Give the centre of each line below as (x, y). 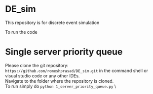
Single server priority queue (64, 52)
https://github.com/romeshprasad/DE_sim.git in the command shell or (76, 70)
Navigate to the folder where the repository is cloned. (59, 81)
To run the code (21, 32)
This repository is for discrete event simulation (52, 23)
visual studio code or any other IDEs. (42, 76)
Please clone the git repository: (37, 65)
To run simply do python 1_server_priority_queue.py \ (61, 86)
